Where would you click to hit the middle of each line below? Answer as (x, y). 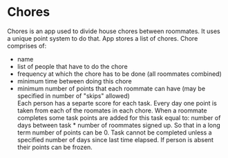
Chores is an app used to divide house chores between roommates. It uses (114, 31)
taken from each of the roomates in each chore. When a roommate (112, 110)
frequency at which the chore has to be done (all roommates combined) (120, 74)
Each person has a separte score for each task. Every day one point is (117, 103)
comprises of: (27, 46)
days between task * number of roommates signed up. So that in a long (119, 125)
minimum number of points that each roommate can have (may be (111, 88)
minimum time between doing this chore (75, 81)
